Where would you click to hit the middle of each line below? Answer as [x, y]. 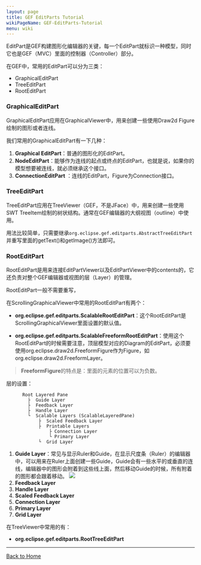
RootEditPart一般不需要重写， [43, 290]
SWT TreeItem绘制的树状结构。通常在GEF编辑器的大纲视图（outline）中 [95, 212]
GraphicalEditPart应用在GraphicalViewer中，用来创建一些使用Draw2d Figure [100, 120]
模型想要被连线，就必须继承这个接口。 [62, 168]
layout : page [22, 12]
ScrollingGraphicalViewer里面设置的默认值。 [70, 323]
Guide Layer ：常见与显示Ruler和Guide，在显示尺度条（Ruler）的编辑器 [103, 454]
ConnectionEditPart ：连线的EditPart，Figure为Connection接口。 [96, 175]
